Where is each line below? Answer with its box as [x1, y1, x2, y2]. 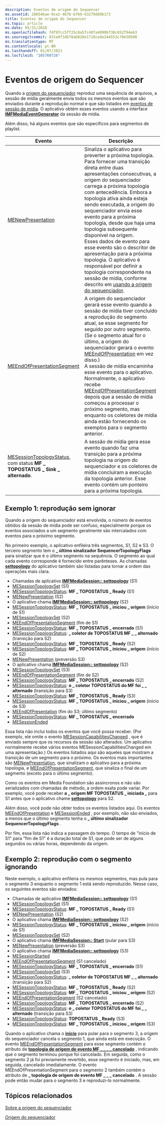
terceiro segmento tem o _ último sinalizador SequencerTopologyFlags [5, 548, 151, 553]
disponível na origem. [84, 232, 134, 239]
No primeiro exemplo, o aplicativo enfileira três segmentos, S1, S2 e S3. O [5, 543, 154, 548]
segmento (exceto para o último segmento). [5, 770, 94, 777]
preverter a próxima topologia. [84, 152, 154, 159]
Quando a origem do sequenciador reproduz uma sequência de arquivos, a [5, 90, 157, 96]
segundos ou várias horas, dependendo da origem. [5, 841, 109, 847]
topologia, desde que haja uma [84, 220, 156, 227]
